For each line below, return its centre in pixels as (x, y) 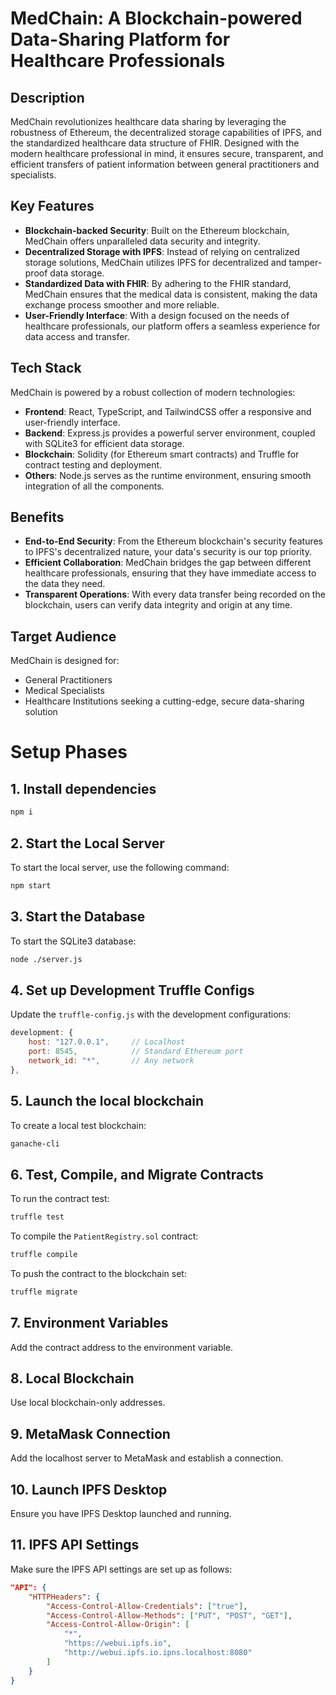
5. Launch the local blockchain (107, 1101)
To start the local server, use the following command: (120, 867)
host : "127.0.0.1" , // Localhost (107, 1042)
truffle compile (44, 1255)
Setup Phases (69, 752)
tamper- (305, 262)
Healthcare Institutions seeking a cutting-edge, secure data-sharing (164, 701)
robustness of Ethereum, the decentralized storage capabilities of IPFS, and (166, 132)
